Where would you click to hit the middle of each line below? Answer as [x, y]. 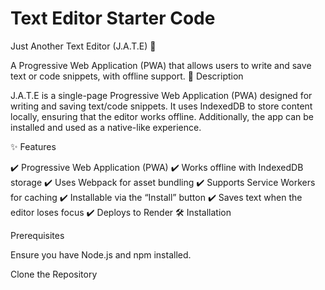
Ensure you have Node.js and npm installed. [101, 254]
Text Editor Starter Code [113, 18]
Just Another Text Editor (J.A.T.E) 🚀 [83, 46]
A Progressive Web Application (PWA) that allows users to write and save [161, 65]
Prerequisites [37, 235]
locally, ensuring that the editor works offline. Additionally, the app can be [162, 116]
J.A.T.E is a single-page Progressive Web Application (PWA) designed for [161, 95]
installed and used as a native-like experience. [106, 127]
